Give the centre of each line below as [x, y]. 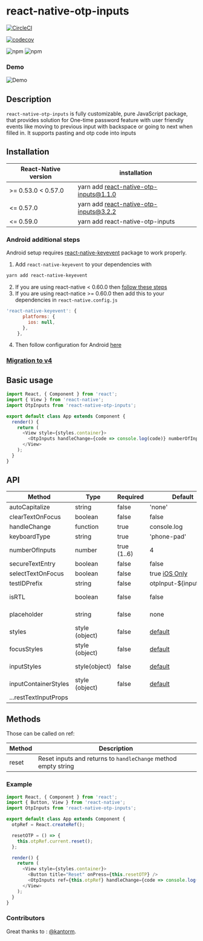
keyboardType [30, 537]
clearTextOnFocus [35, 517]
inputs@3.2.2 [97, 212]
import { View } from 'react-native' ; [55, 400]
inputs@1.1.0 [97, 194]
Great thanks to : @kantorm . [41, 931]
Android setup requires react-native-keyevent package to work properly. [97, 253]
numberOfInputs [33, 550]
